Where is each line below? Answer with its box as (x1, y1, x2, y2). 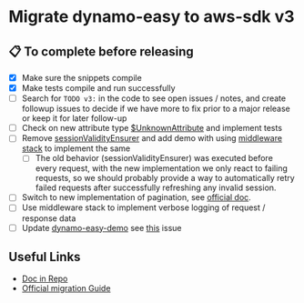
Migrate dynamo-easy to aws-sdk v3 (8, 6, 295, 27)
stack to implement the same (21, 143, 131, 154)
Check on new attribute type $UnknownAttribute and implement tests (21, 123, 283, 134)
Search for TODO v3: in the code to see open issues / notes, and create (21, 93, 287, 104)
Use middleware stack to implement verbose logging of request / (21, 202, 266, 213)
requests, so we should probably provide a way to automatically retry (35, 173, 295, 184)
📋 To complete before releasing (8, 44, 195, 59)
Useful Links (8, 248, 81, 265)
